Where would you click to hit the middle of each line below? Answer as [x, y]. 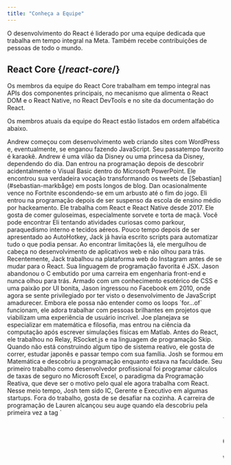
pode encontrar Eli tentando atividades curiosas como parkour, [96, 223]
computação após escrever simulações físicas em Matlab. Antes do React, [113, 332]
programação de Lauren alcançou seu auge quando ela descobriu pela [108, 405]
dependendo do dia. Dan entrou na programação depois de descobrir [106, 164]
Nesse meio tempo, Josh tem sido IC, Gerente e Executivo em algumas [108, 391]
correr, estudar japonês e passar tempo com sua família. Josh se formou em [115, 354]
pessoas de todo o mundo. [45, 48]
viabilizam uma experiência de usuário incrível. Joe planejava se [98, 318]
